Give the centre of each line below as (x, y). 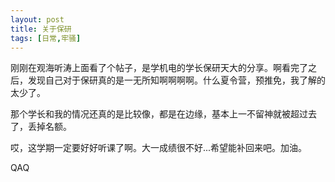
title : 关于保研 (41, 29)
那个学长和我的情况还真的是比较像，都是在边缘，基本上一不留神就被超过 (159, 114)
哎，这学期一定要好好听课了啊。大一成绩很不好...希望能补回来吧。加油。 (159, 148)
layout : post (37, 19)
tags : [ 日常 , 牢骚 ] (46, 38)
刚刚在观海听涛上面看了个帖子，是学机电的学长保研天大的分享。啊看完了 (159, 68)
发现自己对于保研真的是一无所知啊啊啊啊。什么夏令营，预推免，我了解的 (176, 80)
